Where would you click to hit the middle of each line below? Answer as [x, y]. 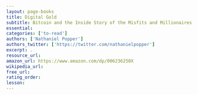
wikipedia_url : [25, 66]
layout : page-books [30, 12]
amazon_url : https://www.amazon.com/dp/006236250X [70, 61]
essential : [20, 28]
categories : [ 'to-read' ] [37, 34]
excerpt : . [20, 50]
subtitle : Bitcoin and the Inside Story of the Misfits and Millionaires [99, 22]
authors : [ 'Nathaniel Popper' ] [45, 39]
